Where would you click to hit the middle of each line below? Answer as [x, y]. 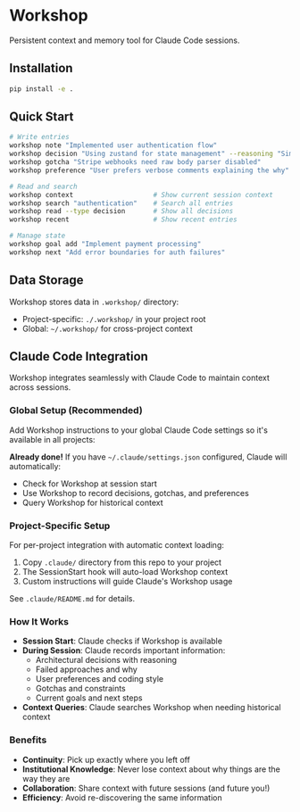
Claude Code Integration [79, 356]
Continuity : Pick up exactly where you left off [106, 759]
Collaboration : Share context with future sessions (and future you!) [146, 788]
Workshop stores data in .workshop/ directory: [94, 302]
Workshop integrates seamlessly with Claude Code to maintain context [140, 378]
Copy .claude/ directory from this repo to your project [121, 562]
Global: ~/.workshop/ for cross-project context [108, 328]
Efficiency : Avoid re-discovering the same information [122, 797]
